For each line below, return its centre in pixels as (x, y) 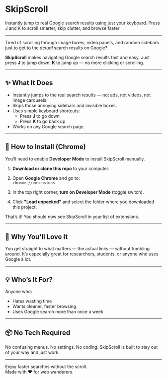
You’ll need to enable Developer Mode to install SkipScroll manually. (75, 159)
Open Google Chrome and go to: (46, 178)
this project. (25, 207)
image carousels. (30, 100)
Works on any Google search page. (48, 126)
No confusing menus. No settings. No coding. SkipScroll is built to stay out (82, 347)
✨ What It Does (29, 83)
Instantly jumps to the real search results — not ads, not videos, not (82, 95)
